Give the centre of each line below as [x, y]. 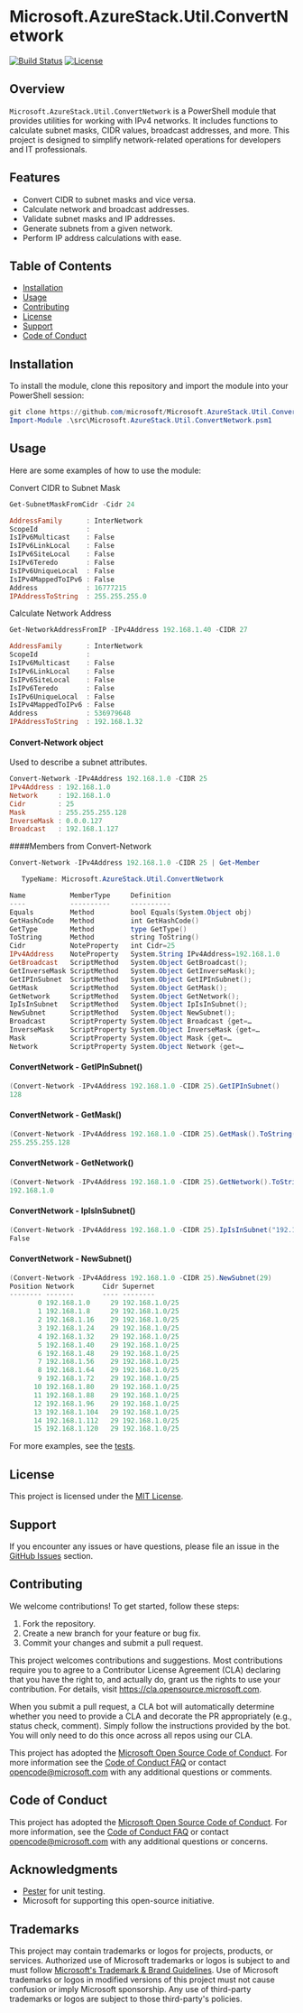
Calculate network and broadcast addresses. [106, 209]
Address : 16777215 [68, 588]
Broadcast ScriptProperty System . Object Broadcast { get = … [131, 1022]
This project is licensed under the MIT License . [96, 1497]
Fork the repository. [59, 1623]
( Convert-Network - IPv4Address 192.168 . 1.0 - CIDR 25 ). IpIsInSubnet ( [141, 1229]
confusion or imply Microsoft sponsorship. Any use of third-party [130, 1990]
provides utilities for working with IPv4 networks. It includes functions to [143, 120]
